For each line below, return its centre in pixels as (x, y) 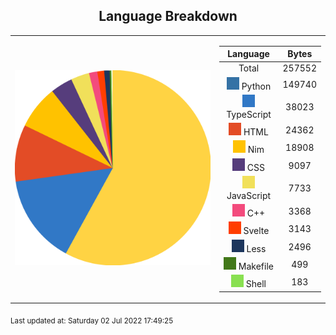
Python (256, 86)
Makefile (256, 266)
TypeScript (249, 114)
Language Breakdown (168, 16)
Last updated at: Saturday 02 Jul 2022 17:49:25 (92, 320)
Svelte (256, 231)
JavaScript (249, 195)
